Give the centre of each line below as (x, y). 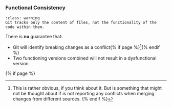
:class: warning (23, 18)
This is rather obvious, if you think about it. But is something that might (87, 88)
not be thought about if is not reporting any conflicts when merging (83, 93)
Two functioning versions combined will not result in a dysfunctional (85, 58)
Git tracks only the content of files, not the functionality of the (81, 23)
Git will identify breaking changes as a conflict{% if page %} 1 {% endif (86, 47)
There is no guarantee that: (34, 37)
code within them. (25, 27)
